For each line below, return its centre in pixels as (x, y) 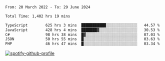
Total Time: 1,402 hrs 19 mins (38, 16)
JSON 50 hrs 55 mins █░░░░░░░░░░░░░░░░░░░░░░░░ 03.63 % (82, 39)
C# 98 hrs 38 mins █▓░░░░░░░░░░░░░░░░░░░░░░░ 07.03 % (82, 34)
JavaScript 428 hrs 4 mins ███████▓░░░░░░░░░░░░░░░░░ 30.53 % (82, 30)
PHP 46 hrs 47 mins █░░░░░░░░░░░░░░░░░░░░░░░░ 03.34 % (82, 44)
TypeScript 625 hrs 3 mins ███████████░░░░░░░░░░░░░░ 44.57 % (82, 25)
